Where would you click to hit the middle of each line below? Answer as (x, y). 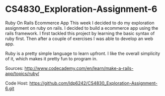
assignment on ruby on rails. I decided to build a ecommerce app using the (82, 28)
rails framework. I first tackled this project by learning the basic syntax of (80, 33)
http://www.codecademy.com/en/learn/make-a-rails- (79, 68)
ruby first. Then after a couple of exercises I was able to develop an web (79, 39)
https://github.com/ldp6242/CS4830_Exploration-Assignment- (94, 83)
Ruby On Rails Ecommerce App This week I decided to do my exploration (80, 23)
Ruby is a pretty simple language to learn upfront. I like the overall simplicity (83, 53)
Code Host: (17, 83)
